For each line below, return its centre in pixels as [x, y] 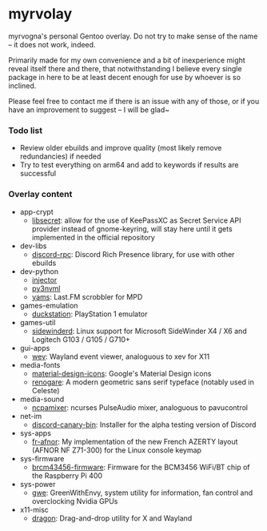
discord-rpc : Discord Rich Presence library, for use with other [133, 254]
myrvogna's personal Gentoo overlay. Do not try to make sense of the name [133, 36]
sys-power [38, 484]
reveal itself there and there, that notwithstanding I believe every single [125, 68]
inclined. [22, 86]
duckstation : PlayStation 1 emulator [90, 314]
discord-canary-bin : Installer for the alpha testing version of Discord [144, 424]
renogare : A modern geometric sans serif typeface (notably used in [143, 382]
